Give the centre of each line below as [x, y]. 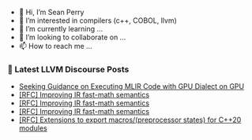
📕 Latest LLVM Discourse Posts [68, 69]
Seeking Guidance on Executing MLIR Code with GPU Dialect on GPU [132, 87]
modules [33, 128]
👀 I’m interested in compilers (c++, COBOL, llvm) [98, 20]
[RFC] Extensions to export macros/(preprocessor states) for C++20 [130, 120]
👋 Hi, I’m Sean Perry [51, 12]
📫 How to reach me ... [55, 46]
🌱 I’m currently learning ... [61, 29]
